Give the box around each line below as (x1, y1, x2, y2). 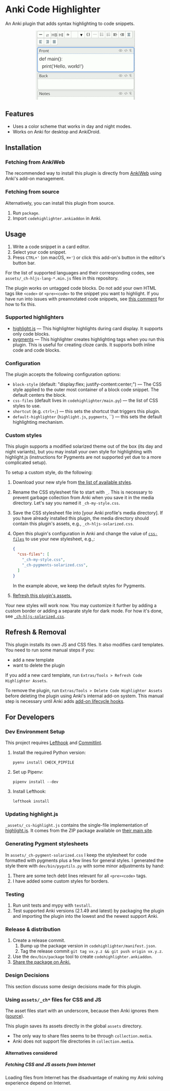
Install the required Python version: (12, 750, 86, 756)
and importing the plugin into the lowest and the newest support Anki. (12, 913, 159, 919)
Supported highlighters (5, 314, 64, 321)
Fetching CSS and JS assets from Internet (5, 1061, 95, 1068)
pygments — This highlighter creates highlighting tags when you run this (12, 336, 164, 342)
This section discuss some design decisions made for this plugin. (5, 983, 142, 989)
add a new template (12, 657, 54, 663)
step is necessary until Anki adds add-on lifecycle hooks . (5, 698, 125, 704)
